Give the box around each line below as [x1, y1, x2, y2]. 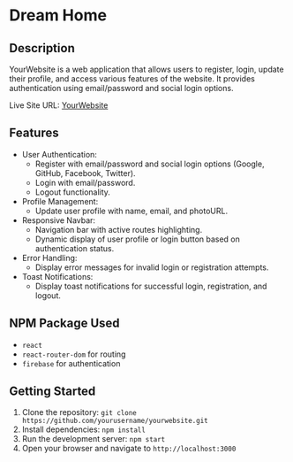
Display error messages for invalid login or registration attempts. [34, 262, 269, 273]
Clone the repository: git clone [21, 407, 137, 418]
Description [9, 41, 75, 56]
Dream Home [9, 5, 108, 26]
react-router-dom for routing [21, 349, 126, 359]
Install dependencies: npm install [21, 424, 146, 435]
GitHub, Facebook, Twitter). [34, 167, 136, 178]
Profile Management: [21, 196, 99, 206]
